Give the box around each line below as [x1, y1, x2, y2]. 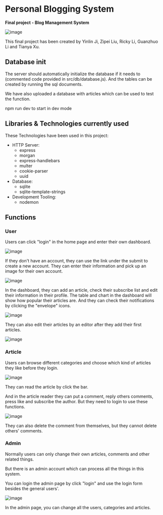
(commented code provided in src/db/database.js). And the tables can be [5, 76, 152, 82]
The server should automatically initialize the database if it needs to [5, 71, 141, 77]
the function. [5, 96, 31, 102]
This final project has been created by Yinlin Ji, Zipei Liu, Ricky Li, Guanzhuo [5, 38, 158, 44]
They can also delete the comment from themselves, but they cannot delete [5, 423, 157, 429]
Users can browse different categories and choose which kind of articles [5, 360, 151, 365]
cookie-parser [19, 168, 48, 174]
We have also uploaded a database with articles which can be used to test [5, 90, 154, 96]
